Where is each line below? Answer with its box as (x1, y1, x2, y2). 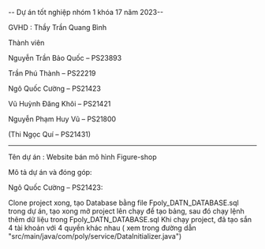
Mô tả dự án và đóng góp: (8, 168, 92, 177)
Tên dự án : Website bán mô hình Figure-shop (8, 152, 158, 162)
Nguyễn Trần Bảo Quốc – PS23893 (8, 54, 122, 62)
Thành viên (8, 38, 45, 47)
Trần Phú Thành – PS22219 (8, 69, 96, 78)
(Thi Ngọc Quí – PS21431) (8, 130, 91, 139)
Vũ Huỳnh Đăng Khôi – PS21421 (8, 99, 111, 108)
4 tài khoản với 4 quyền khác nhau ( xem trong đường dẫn (8, 223, 197, 232)
